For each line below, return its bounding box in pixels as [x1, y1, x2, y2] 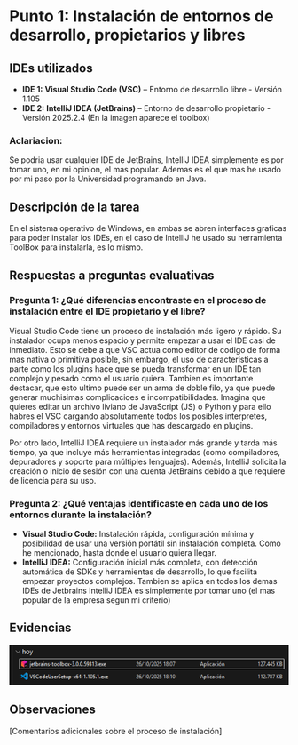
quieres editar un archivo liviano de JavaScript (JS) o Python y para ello [9, 401, 271, 412]
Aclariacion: [9, 134, 63, 147]
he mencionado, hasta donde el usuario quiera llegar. [21, 548, 217, 558]
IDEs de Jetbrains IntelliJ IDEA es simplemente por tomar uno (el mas [21, 585, 276, 597]
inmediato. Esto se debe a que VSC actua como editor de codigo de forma [9, 344, 281, 355]
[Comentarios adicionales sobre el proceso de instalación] [9, 725, 223, 736]
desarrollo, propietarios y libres [9, 25, 246, 45]
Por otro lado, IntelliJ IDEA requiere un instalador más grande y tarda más [9, 437, 278, 448]
